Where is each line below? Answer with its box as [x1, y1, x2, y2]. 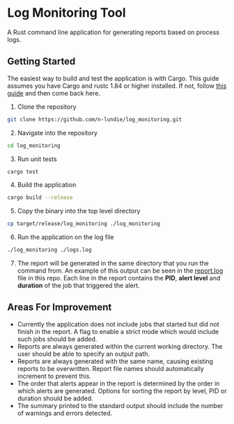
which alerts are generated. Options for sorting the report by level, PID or [17, 386, 227, 395]
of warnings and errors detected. [17, 409, 113, 417]
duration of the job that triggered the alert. [17, 281, 141, 289]
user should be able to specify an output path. [17, 349, 150, 358]
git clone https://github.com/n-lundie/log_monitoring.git [7, 116, 182, 123]
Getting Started [7, 56, 76, 68]
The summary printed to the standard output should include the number [17, 401, 224, 409]
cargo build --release [7, 194, 73, 202]
